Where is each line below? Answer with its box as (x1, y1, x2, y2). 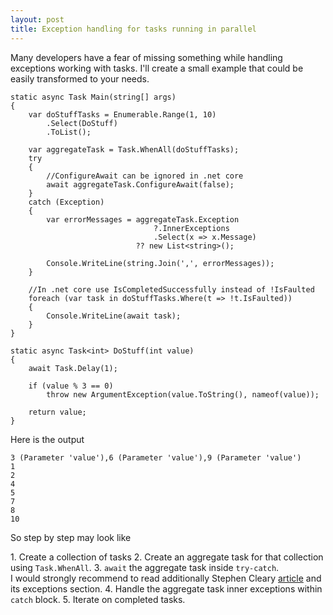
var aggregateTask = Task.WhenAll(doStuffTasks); (28, 144, 240, 155)
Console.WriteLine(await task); (46, 311, 182, 321)
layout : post (10, 14, 65, 25)
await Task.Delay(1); (28, 363, 118, 373)
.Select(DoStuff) (46, 118, 118, 128)
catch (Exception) (28, 197, 105, 207)
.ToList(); (46, 127, 92, 137)
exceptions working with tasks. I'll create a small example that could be (10, 62, 304, 74)
